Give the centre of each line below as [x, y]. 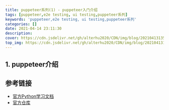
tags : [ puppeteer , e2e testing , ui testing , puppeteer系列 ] [66, 15]
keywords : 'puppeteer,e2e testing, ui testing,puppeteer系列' [71, 19]
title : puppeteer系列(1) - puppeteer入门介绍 [52, 10]
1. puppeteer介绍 [32, 64]
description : [19, 33]
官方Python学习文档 [33, 96]
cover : [12, 38]
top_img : [14, 43]
